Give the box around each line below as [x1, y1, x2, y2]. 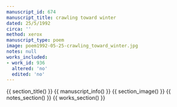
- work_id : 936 [6, 60, 45, 66]
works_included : [6, 54, 48, 60]
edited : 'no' [12, 71, 45, 77]
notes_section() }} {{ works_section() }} [6, 94, 105, 102]
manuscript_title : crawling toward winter [6, 15, 116, 21]
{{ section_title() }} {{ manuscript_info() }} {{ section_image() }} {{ [6, 88, 171, 95]
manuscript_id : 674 [6, 9, 56, 15]
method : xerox [6, 32, 43, 38]
